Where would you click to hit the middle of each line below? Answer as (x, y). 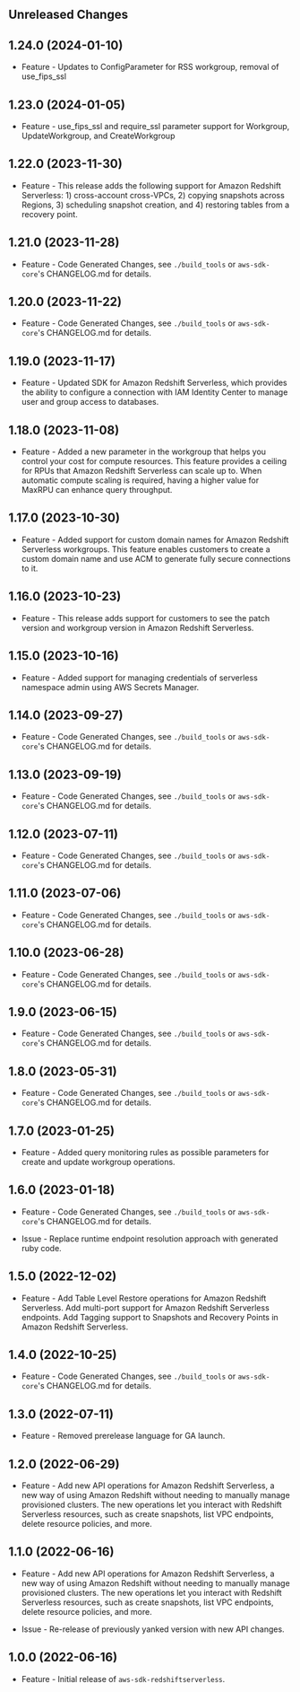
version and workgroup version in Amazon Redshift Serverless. (137, 627)
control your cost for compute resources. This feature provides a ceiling (154, 461)
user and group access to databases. (90, 402)
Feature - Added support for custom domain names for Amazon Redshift (155, 539)
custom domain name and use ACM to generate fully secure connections (156, 558)
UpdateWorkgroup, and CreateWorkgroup (98, 136)
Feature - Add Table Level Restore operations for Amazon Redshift (144, 1298)
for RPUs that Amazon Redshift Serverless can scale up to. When (141, 471)
